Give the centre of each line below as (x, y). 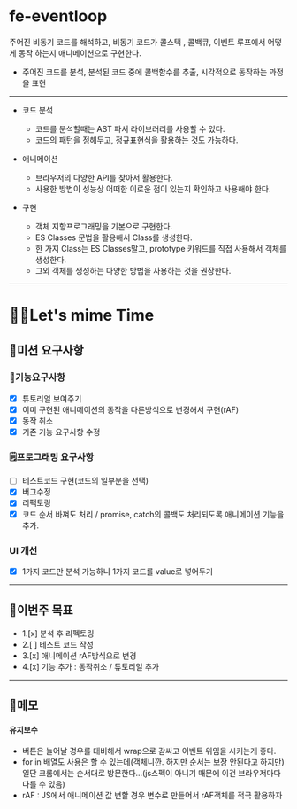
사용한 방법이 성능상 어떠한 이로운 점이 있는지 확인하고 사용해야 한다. (153, 189)
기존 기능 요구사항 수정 (61, 432)
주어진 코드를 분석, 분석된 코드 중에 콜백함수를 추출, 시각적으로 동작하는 (145, 72)
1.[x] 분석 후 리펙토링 (58, 633)
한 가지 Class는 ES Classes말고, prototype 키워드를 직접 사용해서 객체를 (161, 248)
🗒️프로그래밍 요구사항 (52, 456)
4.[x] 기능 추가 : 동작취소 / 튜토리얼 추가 (91, 666)
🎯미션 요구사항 (46, 350)
